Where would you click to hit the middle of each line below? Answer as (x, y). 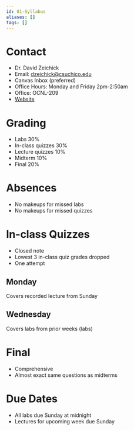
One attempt (30, 263)
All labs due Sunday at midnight (53, 415)
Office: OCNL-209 (36, 93)
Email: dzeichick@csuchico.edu (53, 74)
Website (25, 99)
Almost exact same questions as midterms (66, 375)
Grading (26, 123)
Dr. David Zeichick (37, 68)
